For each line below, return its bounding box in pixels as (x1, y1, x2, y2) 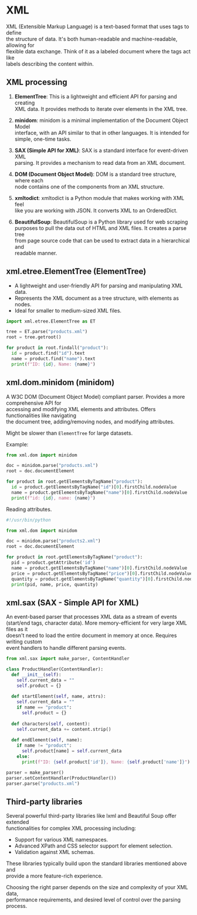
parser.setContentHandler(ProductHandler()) (6, 775, 117, 781)
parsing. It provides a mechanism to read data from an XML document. (14, 159, 186, 166)
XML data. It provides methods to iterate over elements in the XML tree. (14, 105, 188, 112)
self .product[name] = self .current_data (21, 748, 122, 754)
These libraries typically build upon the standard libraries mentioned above (6, 860, 187, 867)
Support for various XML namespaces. (14, 836, 108, 843)
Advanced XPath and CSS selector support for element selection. (14, 842, 173, 849)
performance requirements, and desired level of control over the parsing (6, 896, 181, 903)
